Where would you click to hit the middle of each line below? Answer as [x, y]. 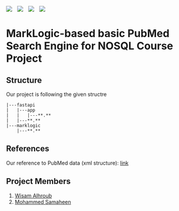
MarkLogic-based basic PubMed [88, 34]
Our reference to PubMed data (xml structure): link [67, 163]
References [28, 149]
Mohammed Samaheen [43, 202]
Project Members [39, 181]
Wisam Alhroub [33, 195]
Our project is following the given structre [57, 94]
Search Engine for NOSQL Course [90, 46]
